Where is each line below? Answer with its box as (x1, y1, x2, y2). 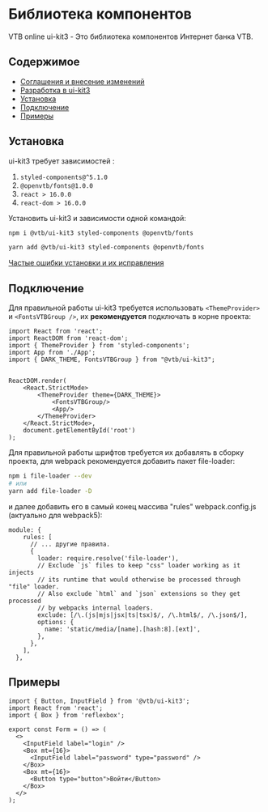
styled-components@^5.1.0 (19, 173, 108, 181)
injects (8, 568, 35, 576)
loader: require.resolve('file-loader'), (37, 554, 180, 563)
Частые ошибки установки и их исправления (8, 258, 164, 268)
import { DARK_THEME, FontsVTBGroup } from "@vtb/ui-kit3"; (8, 355, 216, 364)
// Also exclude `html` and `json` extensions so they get (37, 589, 241, 597)
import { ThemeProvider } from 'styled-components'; (8, 342, 190, 350)
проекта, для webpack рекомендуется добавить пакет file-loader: (8, 457, 236, 466)
